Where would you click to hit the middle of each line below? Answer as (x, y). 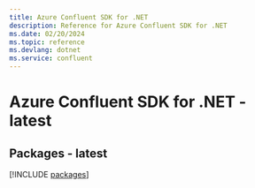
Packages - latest (58, 153)
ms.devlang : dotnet (45, 50)
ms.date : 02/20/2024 (47, 34)
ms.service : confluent (51, 58)
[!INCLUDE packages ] (49, 174)
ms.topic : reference (47, 42)
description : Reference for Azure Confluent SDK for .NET (118, 26)
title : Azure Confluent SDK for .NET (79, 17)
